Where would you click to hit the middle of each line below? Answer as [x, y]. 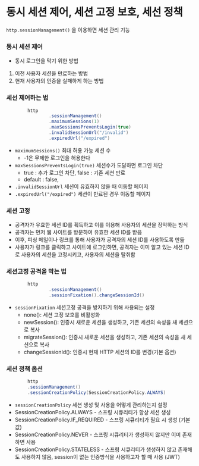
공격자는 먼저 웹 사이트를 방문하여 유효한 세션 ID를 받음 [78, 232]
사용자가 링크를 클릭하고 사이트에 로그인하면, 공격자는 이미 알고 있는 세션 [99, 247]
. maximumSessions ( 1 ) [74, 122]
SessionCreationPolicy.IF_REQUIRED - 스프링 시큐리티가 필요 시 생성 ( [98, 420]
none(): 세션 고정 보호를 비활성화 [62, 315]
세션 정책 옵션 [25, 368]
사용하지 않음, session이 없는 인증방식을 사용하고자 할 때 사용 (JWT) [100, 456]
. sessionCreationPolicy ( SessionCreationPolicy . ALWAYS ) [97, 393]
